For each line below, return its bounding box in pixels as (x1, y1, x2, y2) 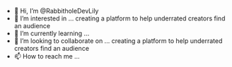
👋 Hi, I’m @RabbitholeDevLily (13, 7, 99, 15)
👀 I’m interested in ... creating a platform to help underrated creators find (13, 14, 226, 23)
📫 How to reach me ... (13, 52, 80, 60)
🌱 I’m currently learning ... (13, 29, 90, 37)
